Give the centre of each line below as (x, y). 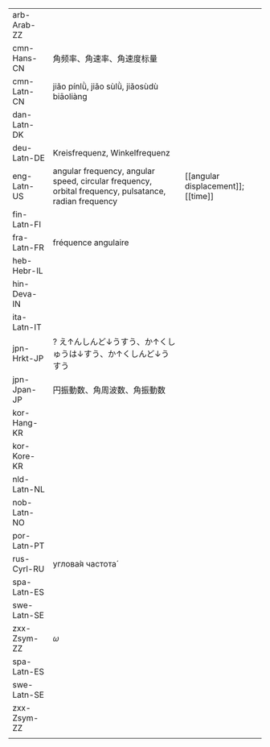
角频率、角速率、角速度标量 (105, 58)
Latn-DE (29, 158)
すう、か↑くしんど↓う (127, 354)
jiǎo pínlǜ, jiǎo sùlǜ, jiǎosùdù (106, 86)
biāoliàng (70, 96)
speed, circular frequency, (102, 181)
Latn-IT (27, 327)
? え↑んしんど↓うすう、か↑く (110, 342)
